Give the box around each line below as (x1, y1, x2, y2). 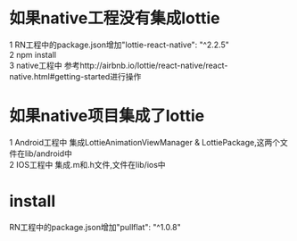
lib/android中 (24, 148, 73, 159)
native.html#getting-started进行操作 (9, 71, 142, 81)
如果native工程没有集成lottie (9, 8, 220, 29)
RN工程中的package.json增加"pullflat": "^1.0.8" (9, 221, 181, 232)
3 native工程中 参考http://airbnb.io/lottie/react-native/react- (9, 60, 228, 71)
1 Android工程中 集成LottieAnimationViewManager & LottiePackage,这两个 (9, 137, 281, 147)
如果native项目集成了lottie (9, 106, 205, 126)
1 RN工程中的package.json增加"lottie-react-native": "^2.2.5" (9, 39, 229, 50)
